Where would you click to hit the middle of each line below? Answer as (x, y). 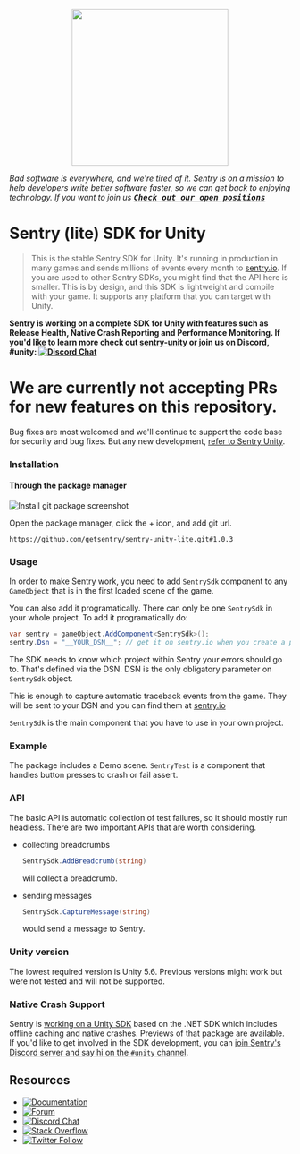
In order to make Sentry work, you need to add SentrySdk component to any (149, 581)
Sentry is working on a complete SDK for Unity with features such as (139, 323)
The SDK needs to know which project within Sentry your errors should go (146, 660)
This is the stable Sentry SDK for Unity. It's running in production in (154, 258)
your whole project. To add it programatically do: (99, 618)
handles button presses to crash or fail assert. (94, 775)
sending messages (57, 895)
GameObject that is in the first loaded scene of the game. (112, 591)
